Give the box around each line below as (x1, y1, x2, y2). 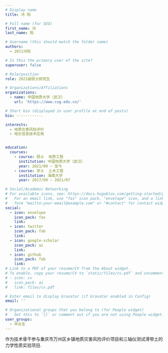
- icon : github (9, 252, 41, 257)
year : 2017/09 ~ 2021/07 (18, 178, 70, 183)
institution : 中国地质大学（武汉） (18, 159, 85, 164)
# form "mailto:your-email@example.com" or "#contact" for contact (5, 200, 153, 206)
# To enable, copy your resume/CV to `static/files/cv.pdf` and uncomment (5, 271, 164, 276)
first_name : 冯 (5, 26, 36, 31)
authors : (5, 44, 23, 49)
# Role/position (5, 71, 39, 77)
